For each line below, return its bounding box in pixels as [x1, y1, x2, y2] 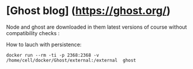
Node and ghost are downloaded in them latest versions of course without [6, 23, 188, 30]
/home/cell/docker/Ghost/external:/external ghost [6, 57, 136, 63]
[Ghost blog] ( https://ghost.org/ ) [6, 4, 171, 18]
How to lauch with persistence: [6, 41, 82, 48]
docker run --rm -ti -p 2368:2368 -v [6, 52, 99, 58]
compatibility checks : [6, 29, 60, 36]
